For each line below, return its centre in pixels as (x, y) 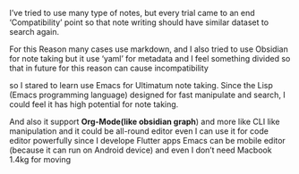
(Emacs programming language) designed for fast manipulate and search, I (148, 95)
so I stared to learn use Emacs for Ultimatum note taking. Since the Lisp (141, 85)
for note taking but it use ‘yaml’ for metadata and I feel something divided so (150, 58)
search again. (34, 32)
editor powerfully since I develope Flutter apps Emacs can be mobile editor (148, 141)
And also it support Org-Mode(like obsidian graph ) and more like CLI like (145, 121)
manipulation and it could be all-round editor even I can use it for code (139, 131)
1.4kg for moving (40, 159)
